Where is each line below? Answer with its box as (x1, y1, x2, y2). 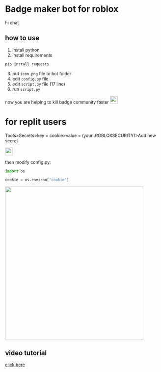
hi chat (5, 20, 19, 26)
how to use (5, 34, 40, 42)
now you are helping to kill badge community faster (5, 99, 109, 105)
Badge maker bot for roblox (5, 3, 119, 15)
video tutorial (5, 348, 47, 357)
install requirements (12, 52, 53, 58)
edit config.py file (12, 76, 49, 81)
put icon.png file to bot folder (12, 70, 72, 77)
